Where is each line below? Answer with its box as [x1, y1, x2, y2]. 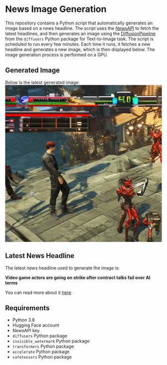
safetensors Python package [12, 354, 72, 360]
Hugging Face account [12, 322, 60, 328]
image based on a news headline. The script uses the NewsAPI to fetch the [5, 25, 159, 31]
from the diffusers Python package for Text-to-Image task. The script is [5, 36, 154, 42]
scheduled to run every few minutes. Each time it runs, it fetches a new [5, 41, 151, 47]
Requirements [5, 304, 50, 312]
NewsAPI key [12, 328, 40, 334]
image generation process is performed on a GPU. [5, 51, 108, 58]
